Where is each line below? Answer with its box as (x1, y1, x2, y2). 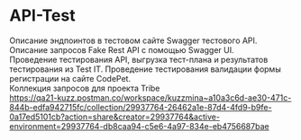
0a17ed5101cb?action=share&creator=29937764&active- (9, 111, 221, 122)
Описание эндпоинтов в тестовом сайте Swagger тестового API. (9, 35, 258, 46)
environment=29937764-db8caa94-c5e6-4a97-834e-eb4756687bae (9, 120, 269, 131)
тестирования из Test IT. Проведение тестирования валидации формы (9, 64, 281, 74)
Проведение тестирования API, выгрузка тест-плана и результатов (9, 54, 269, 65)
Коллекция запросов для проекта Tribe (9, 83, 160, 93)
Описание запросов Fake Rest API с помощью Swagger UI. (9, 44, 234, 55)
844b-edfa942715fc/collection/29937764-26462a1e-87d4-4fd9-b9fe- (9, 101, 272, 112)
